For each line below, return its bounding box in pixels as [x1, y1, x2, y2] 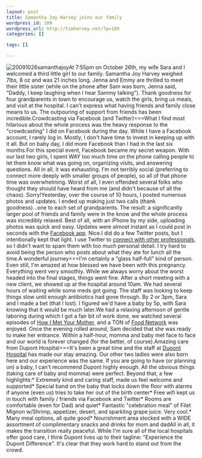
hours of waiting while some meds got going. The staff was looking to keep [6, 287, 193, 294]
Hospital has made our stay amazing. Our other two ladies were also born [6, 351, 188, 358]
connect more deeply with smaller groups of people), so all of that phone [6, 172, 188, 179]
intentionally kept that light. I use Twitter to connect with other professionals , [6, 236, 196, 243]
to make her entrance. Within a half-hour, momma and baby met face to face [6, 331, 197, 339]
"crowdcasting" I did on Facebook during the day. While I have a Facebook [6, 127, 191, 134]
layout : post [6, 8, 39, 15]
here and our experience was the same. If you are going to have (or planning [6, 357, 196, 364]
